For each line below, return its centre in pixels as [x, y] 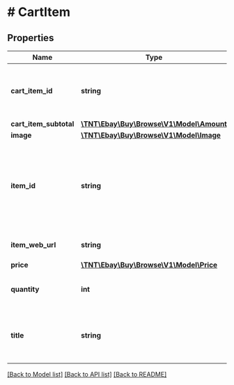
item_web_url [33, 245]
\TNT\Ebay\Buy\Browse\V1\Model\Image [151, 135]
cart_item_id [32, 91]
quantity [25, 289]
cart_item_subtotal [42, 124]
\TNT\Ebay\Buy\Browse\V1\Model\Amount [154, 124]
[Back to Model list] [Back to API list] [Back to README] [87, 374]
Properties [31, 38]
